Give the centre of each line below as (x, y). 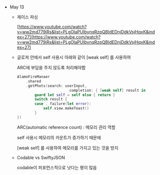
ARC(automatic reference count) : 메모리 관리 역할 (66, 127)
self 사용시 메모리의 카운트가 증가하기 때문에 (59, 137)
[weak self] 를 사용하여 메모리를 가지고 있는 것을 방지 (68, 148)
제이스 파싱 (27, 17)
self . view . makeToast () (66, 109)
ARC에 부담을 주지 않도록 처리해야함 (51, 68)
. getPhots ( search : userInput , (56, 86)
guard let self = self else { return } (75, 95)
